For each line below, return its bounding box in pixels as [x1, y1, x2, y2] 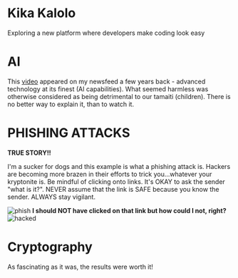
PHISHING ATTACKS [7, 125, 130, 141]
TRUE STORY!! [7, 148, 51, 157]
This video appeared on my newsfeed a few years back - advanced [7, 77, 206, 86]
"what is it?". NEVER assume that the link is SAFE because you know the [7, 185, 219, 193]
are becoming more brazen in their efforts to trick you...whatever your [7, 170, 212, 178]
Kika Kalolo [7, 5, 76, 21]
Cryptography [7, 239, 93, 254]
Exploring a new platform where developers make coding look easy [7, 29, 205, 37]
